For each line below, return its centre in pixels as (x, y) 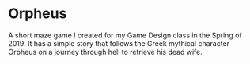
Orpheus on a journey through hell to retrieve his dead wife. (106, 52)
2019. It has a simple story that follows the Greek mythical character (119, 43)
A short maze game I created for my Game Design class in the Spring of (125, 35)
